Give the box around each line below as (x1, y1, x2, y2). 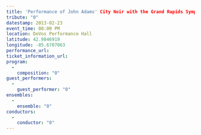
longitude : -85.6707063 (6, 42, 66, 48)
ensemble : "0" (17, 103, 52, 109)
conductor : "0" (17, 120, 55, 126)
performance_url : (6, 48, 50, 54)
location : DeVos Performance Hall (6, 31, 93, 37)
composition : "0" (17, 70, 60, 76)
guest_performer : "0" (17, 87, 71, 93)
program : (6, 59, 28, 65)
